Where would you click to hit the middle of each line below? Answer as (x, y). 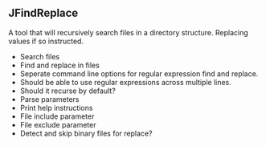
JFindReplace (43, 13)
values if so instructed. (46, 41)
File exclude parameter (58, 124)
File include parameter (57, 116)
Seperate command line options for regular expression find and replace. (139, 73)
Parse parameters (49, 99)
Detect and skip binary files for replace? (86, 133)
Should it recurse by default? (68, 91)
